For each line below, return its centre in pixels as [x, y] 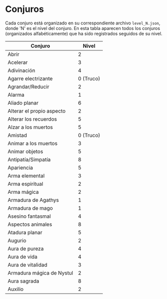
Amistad [17, 135]
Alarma [16, 95]
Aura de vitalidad [27, 265]
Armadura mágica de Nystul [40, 273]
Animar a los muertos [33, 143]
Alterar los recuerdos [32, 119]
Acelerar [18, 62]
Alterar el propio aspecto [37, 111]
